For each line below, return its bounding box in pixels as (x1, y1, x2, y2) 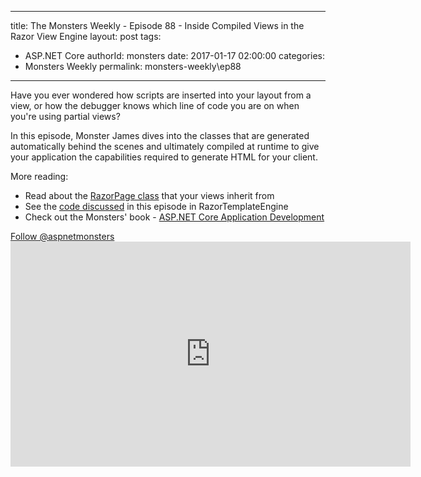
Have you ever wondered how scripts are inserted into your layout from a (10, 89, 312, 101)
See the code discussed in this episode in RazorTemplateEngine (24, 201, 289, 212)
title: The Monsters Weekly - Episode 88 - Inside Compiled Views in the (10, 20, 305, 31)
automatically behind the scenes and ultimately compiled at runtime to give (10, 141, 320, 152)
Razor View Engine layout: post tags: (10, 31, 162, 42)
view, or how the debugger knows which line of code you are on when (10, 100, 300, 111)
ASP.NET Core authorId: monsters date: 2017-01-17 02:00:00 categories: (24, 50, 325, 61)
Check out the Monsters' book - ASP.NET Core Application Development (24, 211, 325, 223)
